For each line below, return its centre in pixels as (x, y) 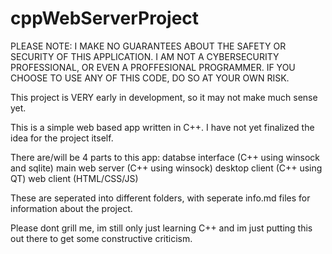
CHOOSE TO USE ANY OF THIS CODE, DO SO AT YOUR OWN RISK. (150, 78)
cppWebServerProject (105, 18)
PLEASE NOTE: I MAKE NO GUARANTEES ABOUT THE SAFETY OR (148, 46)
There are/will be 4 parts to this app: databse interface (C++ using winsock (165, 157)
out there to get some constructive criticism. (101, 238)
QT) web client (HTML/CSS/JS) (74, 178)
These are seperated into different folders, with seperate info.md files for (160, 198)
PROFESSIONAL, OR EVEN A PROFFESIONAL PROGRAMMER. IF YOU (153, 67)
